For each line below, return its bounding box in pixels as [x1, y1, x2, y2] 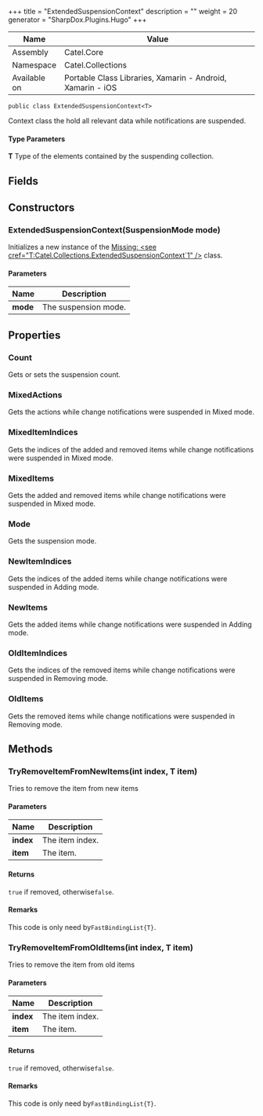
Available [12, 72, 45, 83]
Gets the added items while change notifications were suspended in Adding [8, 620, 252, 629]
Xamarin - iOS [63, 82, 117, 93]
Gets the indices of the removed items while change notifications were [8, 665, 236, 675]
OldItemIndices [8, 647, 68, 658]
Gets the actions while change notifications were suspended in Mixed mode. [8, 408, 254, 417]
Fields [8, 174, 39, 188]
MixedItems [8, 473, 55, 484]
